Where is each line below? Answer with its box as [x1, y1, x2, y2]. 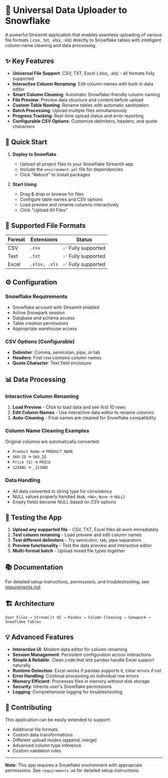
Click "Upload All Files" [19, 207, 68, 213]
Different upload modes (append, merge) [12, 737, 97, 743]
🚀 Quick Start [5, 138, 47, 147]
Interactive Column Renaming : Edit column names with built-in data [12, 81, 153, 87]
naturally [12, 662, 31, 668]
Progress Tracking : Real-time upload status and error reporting [12, 113, 144, 119]
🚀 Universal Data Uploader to [5, 5, 127, 16]
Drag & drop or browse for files [19, 191, 84, 197]
